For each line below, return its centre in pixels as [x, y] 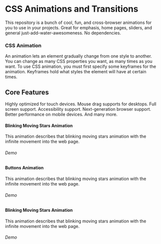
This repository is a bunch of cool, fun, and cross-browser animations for [78, 22]
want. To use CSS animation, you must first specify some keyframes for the [81, 66]
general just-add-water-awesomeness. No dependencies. [63, 33]
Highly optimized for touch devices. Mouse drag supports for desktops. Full [81, 104]
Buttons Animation [24, 168]
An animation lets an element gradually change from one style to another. [79, 56]
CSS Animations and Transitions [72, 9]
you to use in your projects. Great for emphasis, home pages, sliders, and [79, 27]
